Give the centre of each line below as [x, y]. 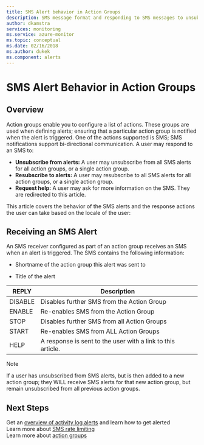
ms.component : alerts [34, 57]
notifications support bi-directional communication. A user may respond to [100, 144]
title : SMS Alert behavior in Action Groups [63, 12]
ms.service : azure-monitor [40, 35]
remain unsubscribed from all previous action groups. [73, 389]
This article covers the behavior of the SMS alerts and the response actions [101, 206]
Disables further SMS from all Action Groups [104, 321]
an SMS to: [20, 150]
